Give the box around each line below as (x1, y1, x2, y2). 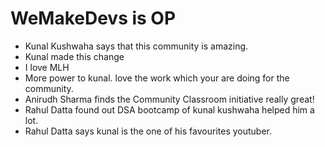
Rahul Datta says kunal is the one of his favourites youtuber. (24, 125, 272, 137)
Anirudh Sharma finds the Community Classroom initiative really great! (24, 93, 315, 105)
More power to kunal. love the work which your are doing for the (24, 72, 290, 84)
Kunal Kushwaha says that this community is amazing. (24, 40, 249, 52)
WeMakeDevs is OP (10, 7, 177, 30)
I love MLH (24, 61, 70, 73)
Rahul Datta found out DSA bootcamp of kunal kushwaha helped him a (24, 103, 315, 116)
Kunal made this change (24, 50, 125, 62)
